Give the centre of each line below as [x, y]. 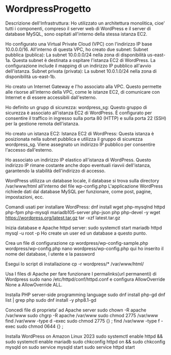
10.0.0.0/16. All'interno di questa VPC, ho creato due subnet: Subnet [77, 49]
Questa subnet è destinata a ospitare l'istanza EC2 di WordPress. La [84, 60]
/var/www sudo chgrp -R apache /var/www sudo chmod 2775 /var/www [82, 315]
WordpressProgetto [48, 9]
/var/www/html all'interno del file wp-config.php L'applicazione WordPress [84, 186]
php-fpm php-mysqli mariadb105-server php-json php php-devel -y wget [83, 212]
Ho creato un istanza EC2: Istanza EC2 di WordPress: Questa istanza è [80, 133]
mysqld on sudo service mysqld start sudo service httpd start [70, 347]
